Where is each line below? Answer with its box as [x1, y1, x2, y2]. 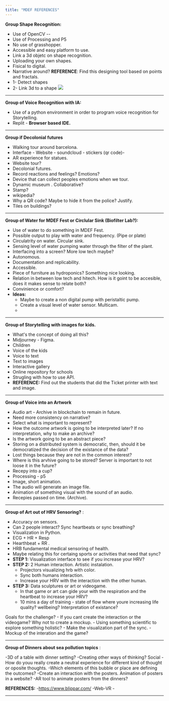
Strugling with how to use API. [12, 374, 75, 380]
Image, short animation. [12, 478, 62, 484]
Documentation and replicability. [12, 259, 80, 265]
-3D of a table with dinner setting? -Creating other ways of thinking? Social [5, 654, 161, 660]
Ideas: [12, 291, 26, 297]
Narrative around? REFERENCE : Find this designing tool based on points [12, 68, 162, 74]
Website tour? [12, 160, 42, 166]
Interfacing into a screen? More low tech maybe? [12, 248, 114, 254]
